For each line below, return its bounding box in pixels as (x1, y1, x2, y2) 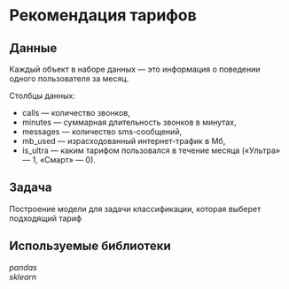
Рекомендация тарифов (9, 5, 197, 26)
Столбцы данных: (9, 90, 75, 101)
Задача (9, 180, 52, 195)
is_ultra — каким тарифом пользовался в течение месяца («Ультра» (21, 145, 281, 156)
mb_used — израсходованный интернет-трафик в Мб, (21, 136, 226, 146)
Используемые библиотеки (9, 239, 171, 254)
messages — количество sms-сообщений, (21, 126, 183, 137)
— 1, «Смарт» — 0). (21, 155, 96, 164)
